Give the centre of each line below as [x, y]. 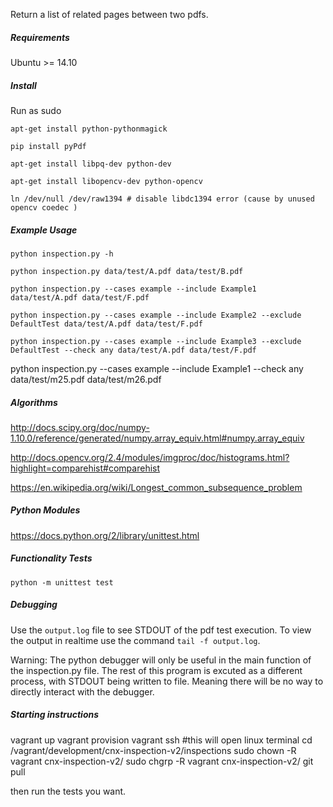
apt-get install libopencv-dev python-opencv [106, 181]
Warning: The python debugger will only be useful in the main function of [161, 660]
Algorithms [34, 402]
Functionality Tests [51, 558]
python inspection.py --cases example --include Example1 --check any [157, 368]
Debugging [34, 605]
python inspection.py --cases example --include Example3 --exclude [156, 341]
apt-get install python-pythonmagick [89, 129]
